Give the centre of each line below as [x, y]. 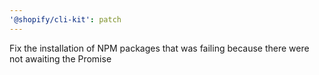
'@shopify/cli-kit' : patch [65, 19]
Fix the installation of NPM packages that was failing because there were [159, 48]
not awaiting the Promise [60, 58]
